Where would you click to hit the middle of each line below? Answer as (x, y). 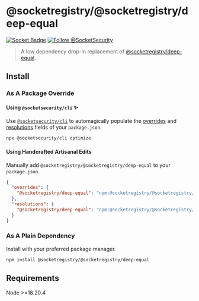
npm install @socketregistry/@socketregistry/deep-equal (78, 259)
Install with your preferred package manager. (61, 249)
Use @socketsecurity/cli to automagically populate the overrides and (91, 121)
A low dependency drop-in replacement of (73, 51)
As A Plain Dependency (41, 236)
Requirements (33, 278)
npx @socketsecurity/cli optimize (49, 138)
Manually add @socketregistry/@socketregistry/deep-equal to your (88, 165)
